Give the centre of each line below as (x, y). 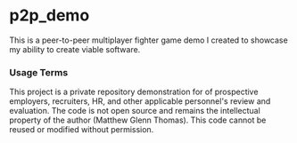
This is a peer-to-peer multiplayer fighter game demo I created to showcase (148, 40)
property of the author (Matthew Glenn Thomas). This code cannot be (138, 120)
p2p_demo (49, 16)
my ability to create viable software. (75, 49)
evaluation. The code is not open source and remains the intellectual (135, 111)
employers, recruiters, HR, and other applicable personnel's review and (140, 101)
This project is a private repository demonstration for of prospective (134, 92)
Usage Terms (39, 72)
